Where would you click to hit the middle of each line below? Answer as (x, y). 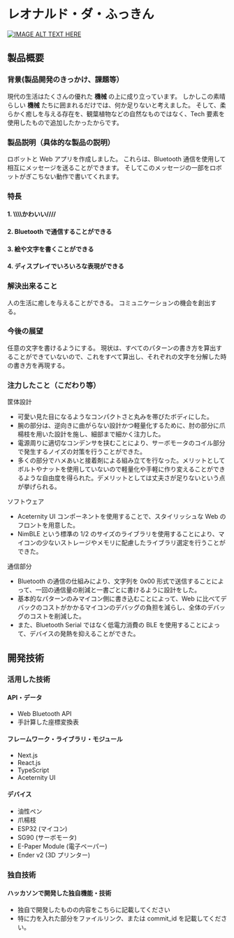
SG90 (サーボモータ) (47, 838)
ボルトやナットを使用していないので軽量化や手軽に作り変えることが (115, 469)
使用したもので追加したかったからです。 (65, 122)
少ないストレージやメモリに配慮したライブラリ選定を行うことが (133, 542)
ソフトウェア (25, 502)
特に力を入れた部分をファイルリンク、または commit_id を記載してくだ (119, 918)
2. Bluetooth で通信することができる (60, 232)
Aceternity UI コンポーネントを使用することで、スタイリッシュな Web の (122, 517)
